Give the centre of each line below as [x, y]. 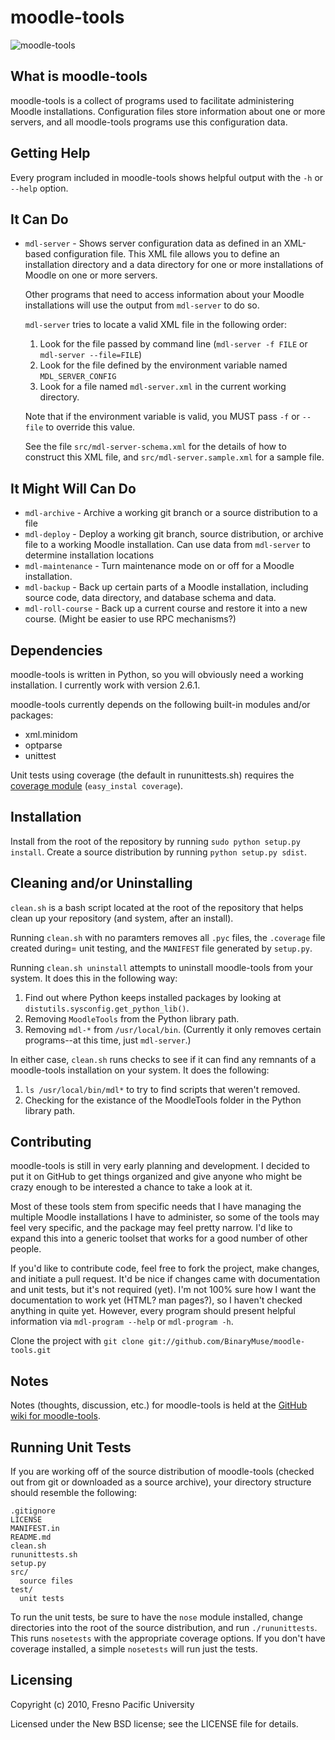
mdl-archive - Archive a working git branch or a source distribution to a [171, 513]
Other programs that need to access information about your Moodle [164, 295]
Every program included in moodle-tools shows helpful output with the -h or [167, 177]
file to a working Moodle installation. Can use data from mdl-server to [167, 545]
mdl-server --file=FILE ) [91, 355]
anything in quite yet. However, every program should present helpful [153, 1311]
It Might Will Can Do [73, 488]
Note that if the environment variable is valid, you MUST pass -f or [162, 417]
